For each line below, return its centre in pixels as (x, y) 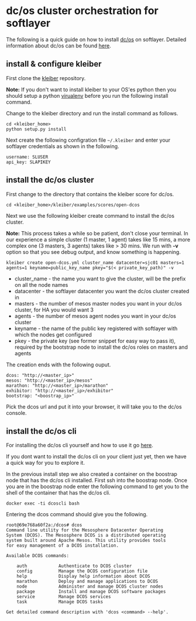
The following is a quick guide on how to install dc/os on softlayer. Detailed (96, 39)
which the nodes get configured (53, 334)
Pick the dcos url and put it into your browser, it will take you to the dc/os (94, 406)
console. (17, 413)
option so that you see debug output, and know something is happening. (94, 252)
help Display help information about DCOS (83, 577)
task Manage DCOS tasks (60, 602)
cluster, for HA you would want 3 (54, 310)
